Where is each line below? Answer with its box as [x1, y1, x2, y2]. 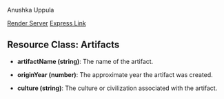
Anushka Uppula [7, 6, 54, 14]
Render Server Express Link [7, 19, 86, 27]
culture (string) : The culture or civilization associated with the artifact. [17, 84, 218, 92]
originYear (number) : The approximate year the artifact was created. [17, 70, 214, 78]
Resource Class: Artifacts [7, 39, 120, 51]
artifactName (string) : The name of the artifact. [17, 57, 154, 65]
